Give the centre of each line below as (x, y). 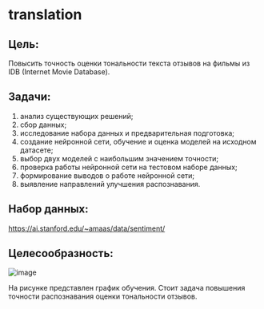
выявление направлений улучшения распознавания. (110, 184)
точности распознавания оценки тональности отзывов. (103, 296)
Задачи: (30, 97)
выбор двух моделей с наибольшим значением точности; (119, 158)
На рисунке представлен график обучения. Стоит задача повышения (127, 288)
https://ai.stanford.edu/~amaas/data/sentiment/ (87, 228)
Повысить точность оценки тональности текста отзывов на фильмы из (129, 63)
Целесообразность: (61, 254)
